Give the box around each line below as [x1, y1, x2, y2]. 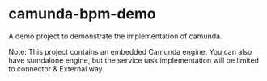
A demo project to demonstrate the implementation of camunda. [8, 31, 222, 41]
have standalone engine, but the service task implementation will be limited [8, 55, 259, 65]
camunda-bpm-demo [8, 5, 156, 23]
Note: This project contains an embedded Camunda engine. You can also [8, 47, 252, 56]
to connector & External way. [8, 63, 105, 73]
